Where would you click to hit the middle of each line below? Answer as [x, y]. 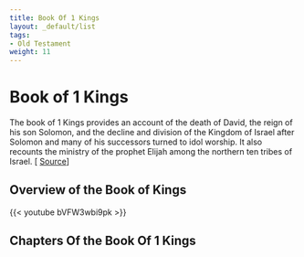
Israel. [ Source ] [40, 162]
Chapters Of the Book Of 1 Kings [103, 241]
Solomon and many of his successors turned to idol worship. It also [136, 142]
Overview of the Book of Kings [98, 190]
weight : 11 [30, 52]
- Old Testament [40, 43]
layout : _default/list [52, 27]
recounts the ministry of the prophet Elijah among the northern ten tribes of [151, 152]
